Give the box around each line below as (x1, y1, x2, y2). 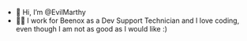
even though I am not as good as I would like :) (15, 24, 168, 33)
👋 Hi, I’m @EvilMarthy (15, 8, 87, 17)
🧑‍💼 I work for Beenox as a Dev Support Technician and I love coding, (15, 16, 240, 25)
